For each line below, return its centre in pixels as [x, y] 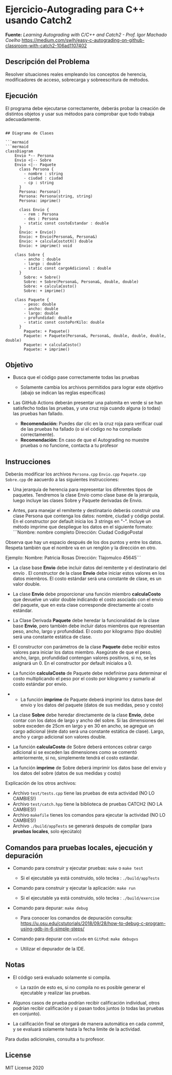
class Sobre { [30, 255]
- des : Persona [41, 219]
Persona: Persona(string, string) [56, 196]
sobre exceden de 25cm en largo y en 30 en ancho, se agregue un [83, 726]
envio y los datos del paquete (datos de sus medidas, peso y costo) [92, 705]
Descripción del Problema [47, 62]
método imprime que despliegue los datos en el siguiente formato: [83, 527]
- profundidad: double [48, 318]
